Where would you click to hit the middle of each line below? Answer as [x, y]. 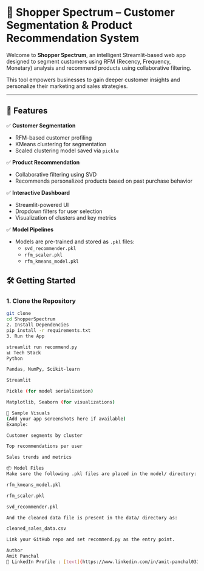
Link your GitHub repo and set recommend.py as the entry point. [90, 539]
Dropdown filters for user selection [59, 211]
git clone [19, 314]
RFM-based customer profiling [53, 137]
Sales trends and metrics [39, 458]
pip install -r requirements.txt [49, 331]
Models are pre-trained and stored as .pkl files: [75, 242]
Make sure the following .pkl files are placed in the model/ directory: [102, 474]
